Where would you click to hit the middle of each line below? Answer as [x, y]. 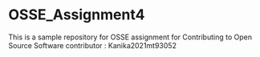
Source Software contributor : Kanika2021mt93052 [92, 45]
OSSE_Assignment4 [77, 15]
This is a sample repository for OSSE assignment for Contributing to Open [130, 37]
